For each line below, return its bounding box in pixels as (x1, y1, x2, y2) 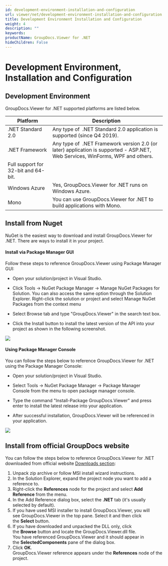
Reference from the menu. (12, 491, 67, 497)
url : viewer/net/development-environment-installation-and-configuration (5, 12, 162, 17)
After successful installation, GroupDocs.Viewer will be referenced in (12, 412, 154, 418)
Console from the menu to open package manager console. (12, 388, 135, 394)
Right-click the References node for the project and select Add (12, 486, 143, 492)
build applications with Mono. (52, 202, 121, 209)
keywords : (5, 31, 26, 36)
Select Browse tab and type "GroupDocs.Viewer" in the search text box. (12, 311, 161, 317)
